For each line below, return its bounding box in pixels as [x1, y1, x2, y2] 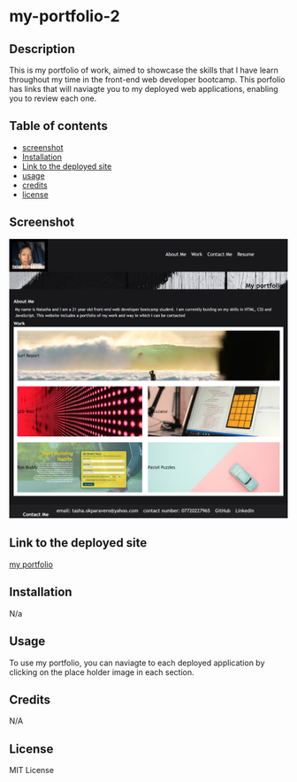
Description [9, 42, 75, 57]
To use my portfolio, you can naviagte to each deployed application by [9, 657, 265, 668]
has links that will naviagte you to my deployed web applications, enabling [9, 84, 278, 94]
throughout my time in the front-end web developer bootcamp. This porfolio [9, 74, 286, 85]
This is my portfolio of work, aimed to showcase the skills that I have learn [9, 65, 278, 75]
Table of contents [9, 119, 108, 134]
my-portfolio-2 [9, 6, 121, 27]
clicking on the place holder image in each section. [9, 666, 194, 678]
